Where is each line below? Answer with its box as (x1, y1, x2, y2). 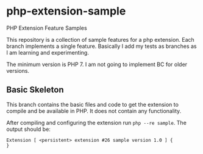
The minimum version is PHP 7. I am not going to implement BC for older (6, 61, 188, 68)
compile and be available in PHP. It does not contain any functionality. (6, 107, 182, 115)
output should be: (6, 126, 51, 133)
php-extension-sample (6, 4, 126, 18)
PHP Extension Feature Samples (6, 24, 87, 32)
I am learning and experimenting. (6, 49, 90, 56)
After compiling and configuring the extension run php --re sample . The (6, 119, 187, 126)
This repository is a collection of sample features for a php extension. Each (6, 36, 195, 43)
